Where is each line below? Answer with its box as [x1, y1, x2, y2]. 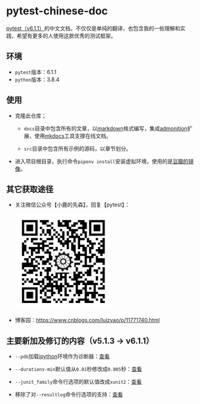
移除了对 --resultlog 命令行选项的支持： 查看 [14, 391, 124, 398]
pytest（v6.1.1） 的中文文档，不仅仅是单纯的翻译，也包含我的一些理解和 [6, 25, 181, 32]
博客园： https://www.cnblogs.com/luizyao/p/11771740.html [14, 317, 160, 324]
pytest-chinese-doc [6, 4, 109, 18]
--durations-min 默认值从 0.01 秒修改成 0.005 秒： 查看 [14, 366, 142, 373]
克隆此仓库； [14, 112, 47, 119]
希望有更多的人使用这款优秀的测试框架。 [16, 32, 116, 39]
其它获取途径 [6, 184, 54, 194]
